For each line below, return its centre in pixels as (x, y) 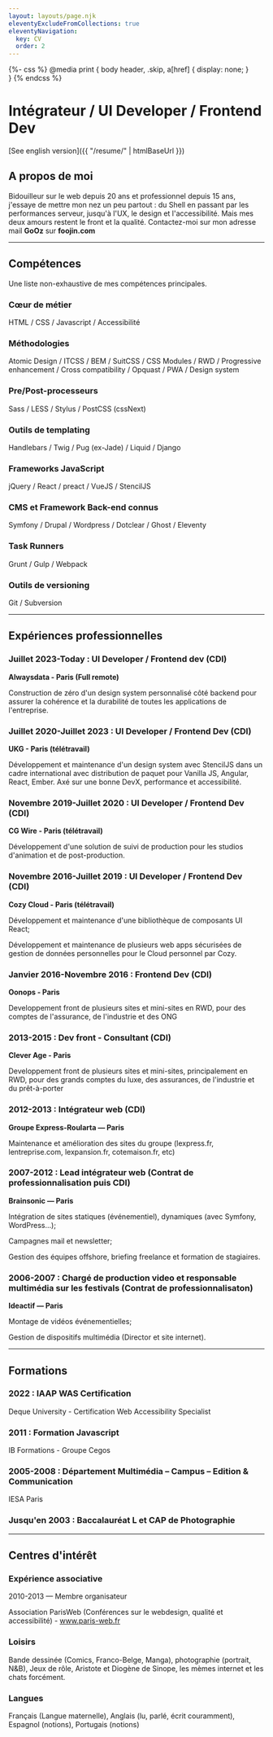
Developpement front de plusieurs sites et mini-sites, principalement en (128, 1071)
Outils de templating (50, 430)
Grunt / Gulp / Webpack (48, 564)
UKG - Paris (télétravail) (49, 749)
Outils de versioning (49, 585)
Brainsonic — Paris (41, 1200)
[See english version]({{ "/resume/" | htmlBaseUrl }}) (97, 151)
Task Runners (36, 546)
